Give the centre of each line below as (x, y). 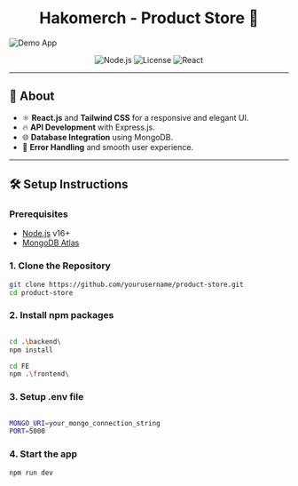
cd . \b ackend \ (35, 341)
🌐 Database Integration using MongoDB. (98, 137)
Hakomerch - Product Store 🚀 (149, 18)
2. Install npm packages (62, 315)
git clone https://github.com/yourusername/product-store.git (126, 284)
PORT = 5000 (27, 431)
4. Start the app (43, 454)
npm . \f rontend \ (39, 374)
